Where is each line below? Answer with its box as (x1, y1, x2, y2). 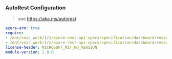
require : (5, 30, 24, 36)
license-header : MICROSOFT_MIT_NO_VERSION (5, 45, 97, 50)
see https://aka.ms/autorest (17, 16, 77, 22)
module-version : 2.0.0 (5, 49, 54, 55)
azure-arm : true (5, 26, 40, 31)
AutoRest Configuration (5, 4, 66, 11)
